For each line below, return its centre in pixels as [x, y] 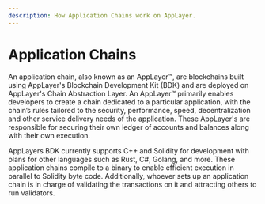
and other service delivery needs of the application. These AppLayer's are [129, 119]
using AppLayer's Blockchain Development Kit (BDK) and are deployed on [129, 85]
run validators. [32, 193]
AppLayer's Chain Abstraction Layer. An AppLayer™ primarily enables [121, 93]
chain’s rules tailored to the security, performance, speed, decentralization [129, 110]
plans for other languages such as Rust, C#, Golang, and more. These [122, 159]
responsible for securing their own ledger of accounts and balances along [129, 127]
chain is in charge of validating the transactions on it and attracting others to [132, 184]
